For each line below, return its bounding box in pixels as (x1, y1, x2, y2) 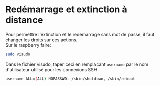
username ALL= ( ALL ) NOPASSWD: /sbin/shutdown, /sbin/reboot (5, 76, 136, 81)
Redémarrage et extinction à (5, 4, 128, 15)
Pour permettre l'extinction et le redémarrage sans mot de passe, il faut (5, 31, 155, 37)
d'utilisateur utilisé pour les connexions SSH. (5, 66, 99, 72)
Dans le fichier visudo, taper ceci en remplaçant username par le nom (5, 61, 149, 67)
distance (5, 14, 43, 26)
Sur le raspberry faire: (5, 42, 52, 48)
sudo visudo (5, 52, 30, 57)
